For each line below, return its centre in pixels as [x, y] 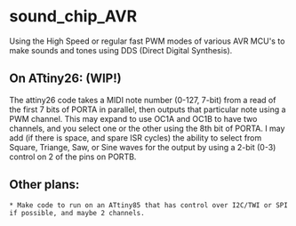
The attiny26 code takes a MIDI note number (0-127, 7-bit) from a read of [143, 100]
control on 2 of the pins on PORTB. [73, 157]
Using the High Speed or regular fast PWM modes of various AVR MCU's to [147, 41]
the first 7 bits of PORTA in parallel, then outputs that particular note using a [148, 109]
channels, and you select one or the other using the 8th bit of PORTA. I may [147, 128]
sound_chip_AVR [73, 16]
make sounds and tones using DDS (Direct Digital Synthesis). [121, 50]
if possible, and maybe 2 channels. [77, 213]
